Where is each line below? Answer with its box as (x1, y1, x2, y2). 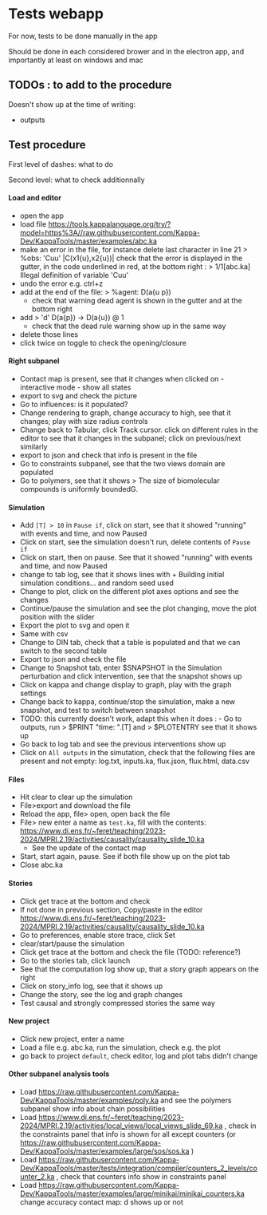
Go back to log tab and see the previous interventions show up (19, 739, 226, 749)
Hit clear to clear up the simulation (19, 792, 133, 802)
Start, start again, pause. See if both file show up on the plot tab (19, 852, 230, 861)
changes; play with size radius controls (19, 416, 149, 425)
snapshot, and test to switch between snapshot (19, 706, 176, 715)
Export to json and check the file (19, 655, 127, 664)
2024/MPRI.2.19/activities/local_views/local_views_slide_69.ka (19, 1121, 223, 1130)
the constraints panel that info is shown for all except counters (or (19, 1129, 237, 1138)
